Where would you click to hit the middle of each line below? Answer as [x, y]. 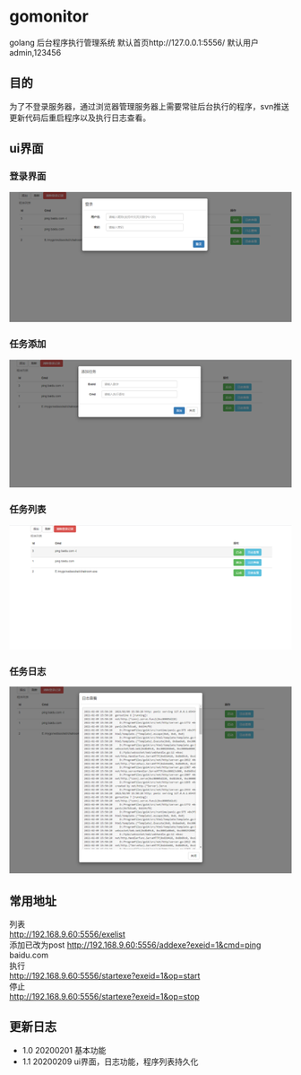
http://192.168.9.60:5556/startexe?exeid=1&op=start [105, 975]
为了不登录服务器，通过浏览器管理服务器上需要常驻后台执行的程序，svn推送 [149, 106]
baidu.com [29, 955]
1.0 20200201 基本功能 [64, 1050]
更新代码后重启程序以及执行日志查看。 [80, 118]
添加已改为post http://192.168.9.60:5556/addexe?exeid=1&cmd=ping [135, 945]
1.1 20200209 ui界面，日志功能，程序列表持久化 [110, 1062]
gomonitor [49, 17]
